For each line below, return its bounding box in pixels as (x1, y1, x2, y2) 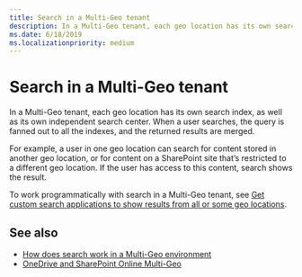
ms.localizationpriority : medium (9, 38, 135, 48)
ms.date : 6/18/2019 (9, 30, 83, 39)
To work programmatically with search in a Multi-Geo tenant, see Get (9, 190, 265, 201)
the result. (9, 172, 48, 183)
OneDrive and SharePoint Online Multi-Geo (22, 258, 182, 269)
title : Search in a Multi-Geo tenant (9, 13, 151, 22)
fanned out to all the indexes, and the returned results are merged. (9, 126, 255, 137)
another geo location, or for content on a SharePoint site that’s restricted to (9, 153, 287, 164)
